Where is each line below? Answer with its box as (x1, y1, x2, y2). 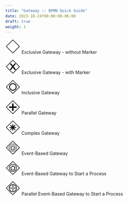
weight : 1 (5, 24, 26, 29)
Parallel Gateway (21, 110, 57, 116)
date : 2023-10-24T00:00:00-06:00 (5, 13, 76, 19)
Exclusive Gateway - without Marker (21, 49, 98, 55)
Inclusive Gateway (21, 90, 60, 96)
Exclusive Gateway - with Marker (21, 69, 90, 75)
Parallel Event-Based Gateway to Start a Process (21, 191, 123, 197)
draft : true (5, 19, 30, 24)
